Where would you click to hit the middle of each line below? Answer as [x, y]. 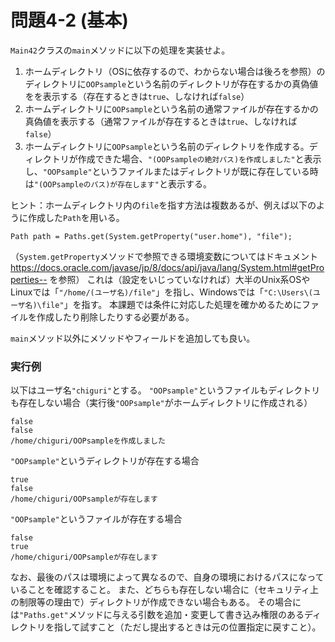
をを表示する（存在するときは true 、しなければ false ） [137, 96]
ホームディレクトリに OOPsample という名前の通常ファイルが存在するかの [171, 108]
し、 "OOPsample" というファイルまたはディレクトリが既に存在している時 [171, 171]
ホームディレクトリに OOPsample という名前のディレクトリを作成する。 [167, 146]
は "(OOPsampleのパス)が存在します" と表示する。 [118, 183]
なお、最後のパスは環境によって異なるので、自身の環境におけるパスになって [167, 577]
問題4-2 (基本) [69, 20]
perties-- [29, 279]
